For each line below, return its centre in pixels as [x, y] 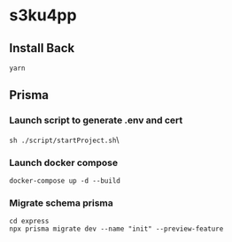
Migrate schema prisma [61, 202]
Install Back [42, 48]
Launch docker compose [64, 163]
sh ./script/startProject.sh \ [64, 140]
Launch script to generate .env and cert [96, 120]
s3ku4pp [43, 15]
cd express [29, 222]
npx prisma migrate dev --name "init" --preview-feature [116, 229]
